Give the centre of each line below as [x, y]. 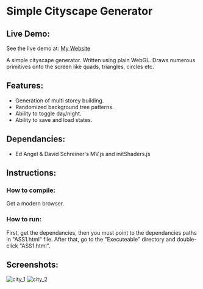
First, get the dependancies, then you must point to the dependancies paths [101, 232]
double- [187, 239]
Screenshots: [33, 265]
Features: [25, 86]
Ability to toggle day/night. [48, 113]
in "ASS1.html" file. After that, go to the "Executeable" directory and [91, 239]
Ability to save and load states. [54, 120]
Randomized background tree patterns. [64, 107]
